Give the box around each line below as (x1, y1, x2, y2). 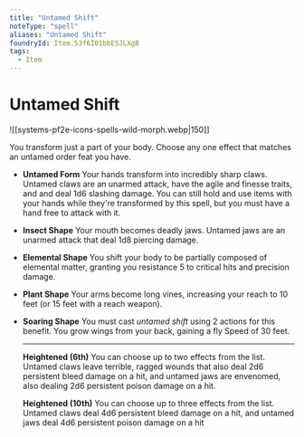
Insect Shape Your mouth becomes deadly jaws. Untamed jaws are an (22, 224, 286, 235)
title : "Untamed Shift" (9, 13, 100, 23)
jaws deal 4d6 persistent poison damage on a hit (22, 417, 204, 428)
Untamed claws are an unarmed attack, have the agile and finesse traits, (22, 178, 292, 189)
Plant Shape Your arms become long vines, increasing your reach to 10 (22, 289, 289, 299)
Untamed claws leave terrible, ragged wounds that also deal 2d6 (22, 361, 264, 372)
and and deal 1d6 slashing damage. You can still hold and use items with (22, 187, 292, 199)
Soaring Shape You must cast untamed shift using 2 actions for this (22, 316, 276, 327)
